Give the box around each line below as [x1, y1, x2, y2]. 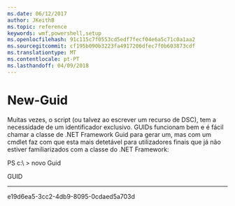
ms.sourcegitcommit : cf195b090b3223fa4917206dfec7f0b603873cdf [7, 43, 196, 50]
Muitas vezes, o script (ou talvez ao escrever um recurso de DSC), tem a [7, 115, 217, 124]
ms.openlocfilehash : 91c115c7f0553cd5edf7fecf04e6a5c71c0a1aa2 [7, 36, 196, 43]
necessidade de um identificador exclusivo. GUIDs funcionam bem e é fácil [7, 123, 224, 131]
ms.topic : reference [7, 23, 68, 30]
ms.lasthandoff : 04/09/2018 [7, 62, 90, 69]
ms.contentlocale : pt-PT [7, 56, 80, 63]
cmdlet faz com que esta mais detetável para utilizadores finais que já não [7, 138, 222, 146]
